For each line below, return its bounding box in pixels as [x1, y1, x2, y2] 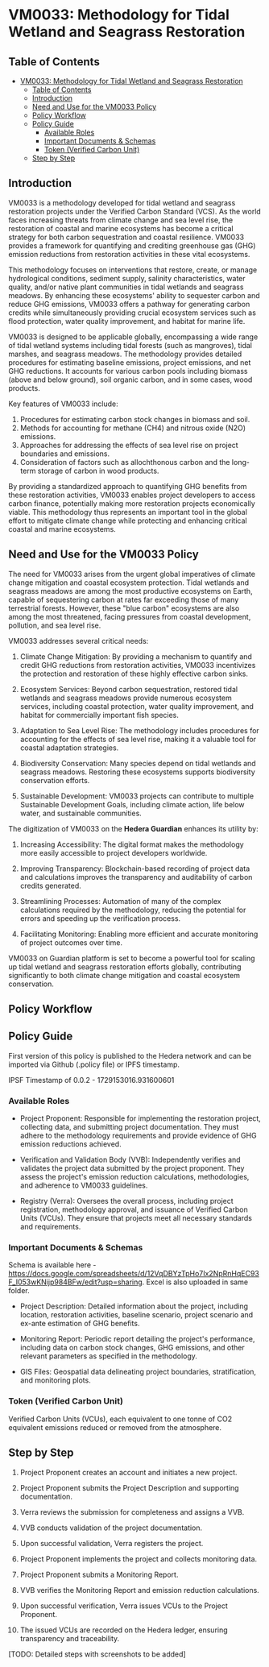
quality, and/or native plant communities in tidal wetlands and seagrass [8, 282, 244, 292]
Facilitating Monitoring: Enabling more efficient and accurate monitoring [19, 929, 259, 939]
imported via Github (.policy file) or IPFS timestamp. [8, 1059, 180, 1069]
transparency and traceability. [19, 1633, 120, 1643]
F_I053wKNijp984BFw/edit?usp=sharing [8, 1277, 143, 1287]
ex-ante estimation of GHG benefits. [19, 1319, 140, 1329]
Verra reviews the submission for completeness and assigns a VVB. [19, 1507, 245, 1516]
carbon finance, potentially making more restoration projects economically [8, 498, 255, 508]
